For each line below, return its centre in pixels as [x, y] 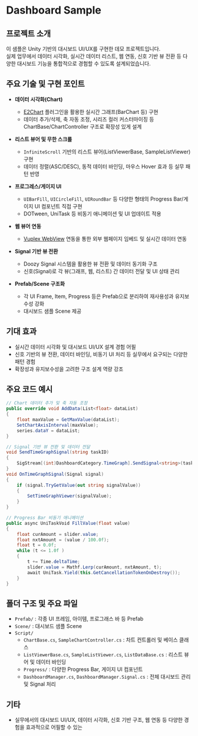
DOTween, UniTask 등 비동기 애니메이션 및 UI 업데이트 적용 [92, 214]
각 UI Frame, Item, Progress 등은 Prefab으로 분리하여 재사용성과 [98, 296]
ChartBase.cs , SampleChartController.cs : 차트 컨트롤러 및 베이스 [100, 640]
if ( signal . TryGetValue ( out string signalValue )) [79, 485]
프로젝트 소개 [29, 33]
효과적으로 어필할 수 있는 [54, 727]
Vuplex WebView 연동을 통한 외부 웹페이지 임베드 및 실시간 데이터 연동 [105, 238]
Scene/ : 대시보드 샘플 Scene [48, 626]
